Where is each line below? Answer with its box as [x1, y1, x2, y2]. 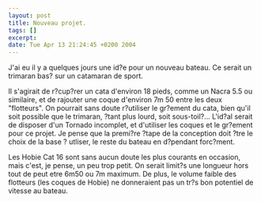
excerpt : [8, 33, 37, 42]
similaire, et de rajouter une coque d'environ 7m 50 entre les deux [8, 95, 223, 105]
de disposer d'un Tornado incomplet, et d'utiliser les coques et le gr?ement [8, 120, 253, 130]
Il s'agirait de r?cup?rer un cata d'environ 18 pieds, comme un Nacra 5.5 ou [8, 86, 253, 96]
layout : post [8, 11, 51, 20]
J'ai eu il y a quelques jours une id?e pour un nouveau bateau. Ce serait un [8, 63, 252, 72]
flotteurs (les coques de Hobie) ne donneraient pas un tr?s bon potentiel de [8, 177, 254, 187]
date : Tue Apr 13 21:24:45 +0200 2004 [8, 41, 136, 49]
